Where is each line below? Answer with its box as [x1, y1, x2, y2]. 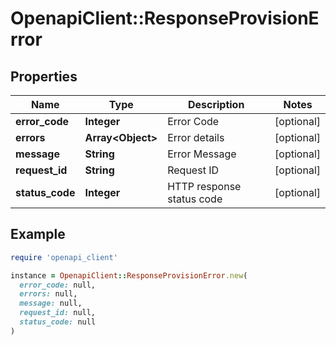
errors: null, [19, 289, 78, 299]
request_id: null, [19, 308, 97, 318]
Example [10, 226, 66, 243]
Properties [10, 68, 78, 85]
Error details [167, 131, 225, 144]
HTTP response [167, 180, 242, 193]
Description [187, 98, 245, 111]
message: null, [19, 298, 83, 309]
